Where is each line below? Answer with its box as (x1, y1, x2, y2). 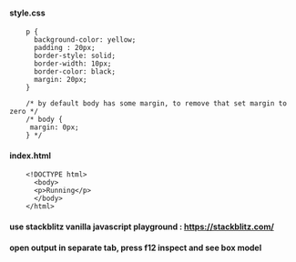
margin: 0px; (29, 123, 79, 132)
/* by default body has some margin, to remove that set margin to (26, 99, 287, 108)
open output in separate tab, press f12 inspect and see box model (9, 242, 262, 253)
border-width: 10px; (33, 59, 112, 68)
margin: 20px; (33, 76, 88, 85)
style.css (9, 7, 46, 18)
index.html (9, 150, 52, 161)
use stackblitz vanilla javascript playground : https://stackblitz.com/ (9, 221, 275, 232)
